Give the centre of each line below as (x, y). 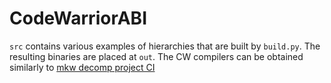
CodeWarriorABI (78, 18)
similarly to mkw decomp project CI (82, 67)
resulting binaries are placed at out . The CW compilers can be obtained (156, 56)
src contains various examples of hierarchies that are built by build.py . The (165, 46)
